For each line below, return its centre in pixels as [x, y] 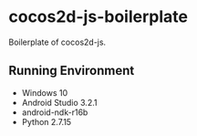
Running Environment [72, 71]
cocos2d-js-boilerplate [98, 17]
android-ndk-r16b [55, 112]
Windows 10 [45, 92]
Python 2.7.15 [47, 121]
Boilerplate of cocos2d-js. [57, 42]
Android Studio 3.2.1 [59, 102]
